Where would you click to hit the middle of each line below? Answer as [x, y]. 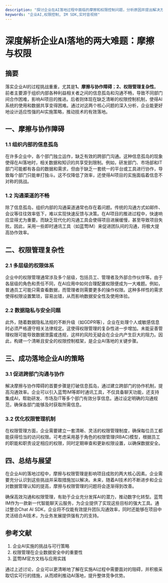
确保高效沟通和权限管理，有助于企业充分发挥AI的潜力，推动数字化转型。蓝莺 [84, 497]
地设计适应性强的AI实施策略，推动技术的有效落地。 [58, 111]
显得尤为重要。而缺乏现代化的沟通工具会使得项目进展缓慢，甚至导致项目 [84, 220]
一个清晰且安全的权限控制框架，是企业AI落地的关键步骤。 [81, 341]
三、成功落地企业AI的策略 [45, 358]
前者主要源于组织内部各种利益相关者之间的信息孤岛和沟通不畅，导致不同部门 [84, 93]
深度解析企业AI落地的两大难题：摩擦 [80, 41]
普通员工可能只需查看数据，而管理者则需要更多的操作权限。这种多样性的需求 [84, 290]
